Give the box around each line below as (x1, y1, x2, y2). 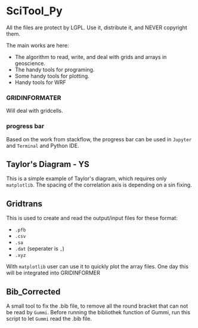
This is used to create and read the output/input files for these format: (6, 215, 178, 222)
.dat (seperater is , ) (14, 245, 64, 252)
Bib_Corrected (6, 286, 61, 296)
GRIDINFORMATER (6, 94, 61, 102)
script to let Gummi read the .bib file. (6, 315, 92, 322)
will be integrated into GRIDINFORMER (6, 270, 100, 277)
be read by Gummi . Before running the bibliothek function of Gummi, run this (6, 308, 191, 315)
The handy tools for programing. (14, 66, 95, 73)
